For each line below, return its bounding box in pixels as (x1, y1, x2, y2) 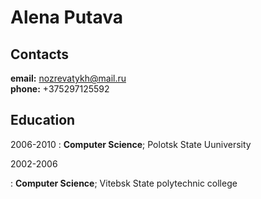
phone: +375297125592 (10, 83, 110, 95)
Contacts (10, 46, 70, 63)
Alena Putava (10, 6, 124, 29)
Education (10, 112, 76, 129)
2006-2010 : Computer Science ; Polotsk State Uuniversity (10, 138, 252, 150)
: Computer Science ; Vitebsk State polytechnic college (10, 177, 238, 189)
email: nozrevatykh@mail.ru (10, 72, 127, 84)
